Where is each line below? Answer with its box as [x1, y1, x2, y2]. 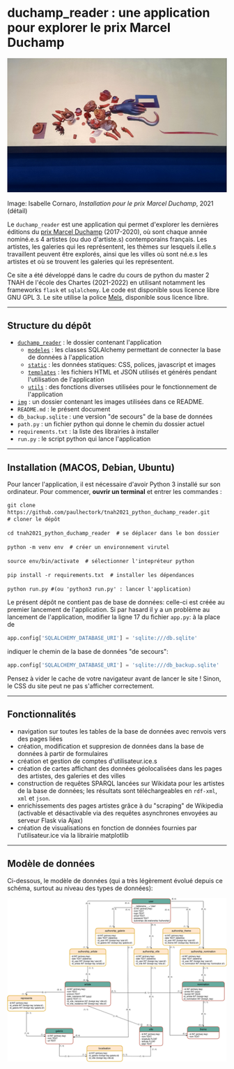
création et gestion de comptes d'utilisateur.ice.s [17, 757, 158, 765]
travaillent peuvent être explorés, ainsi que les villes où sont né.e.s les [7, 249, 208, 258]
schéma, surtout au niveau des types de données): [7, 884, 153, 892]
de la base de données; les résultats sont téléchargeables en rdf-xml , [17, 786, 218, 794]
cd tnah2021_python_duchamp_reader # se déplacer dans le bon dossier [7, 530, 219, 537]
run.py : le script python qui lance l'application [17, 435, 151, 443]
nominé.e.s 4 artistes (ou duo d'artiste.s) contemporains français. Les [7, 235, 208, 243]
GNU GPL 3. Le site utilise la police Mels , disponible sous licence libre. [7, 293, 209, 301]
